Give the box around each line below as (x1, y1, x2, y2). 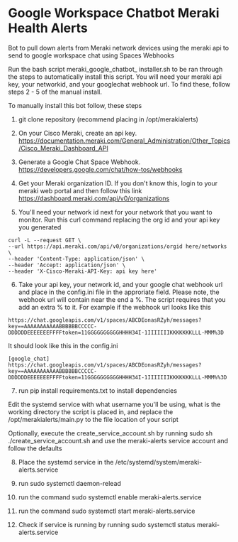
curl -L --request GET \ (8, 237, 81, 244)
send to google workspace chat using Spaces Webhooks (8, 51, 174, 60)
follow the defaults (8, 444, 62, 452)
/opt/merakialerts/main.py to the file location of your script (8, 415, 179, 423)
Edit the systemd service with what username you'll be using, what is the (8, 400, 221, 408)
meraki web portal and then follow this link (18, 186, 142, 195)
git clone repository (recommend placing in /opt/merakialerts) (18, 115, 199, 124)
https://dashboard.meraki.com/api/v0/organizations (18, 194, 170, 202)
